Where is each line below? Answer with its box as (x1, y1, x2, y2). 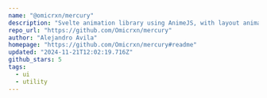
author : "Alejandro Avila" (8, 33, 98, 42)
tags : (8, 63, 26, 71)
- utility (15, 77, 48, 85)
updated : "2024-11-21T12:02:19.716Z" (8, 48, 133, 56)
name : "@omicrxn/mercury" (8, 11, 94, 20)
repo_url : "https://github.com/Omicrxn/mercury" (8, 26, 172, 34)
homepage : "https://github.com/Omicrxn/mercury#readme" (8, 41, 197, 49)
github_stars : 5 (8, 56, 62, 64)
